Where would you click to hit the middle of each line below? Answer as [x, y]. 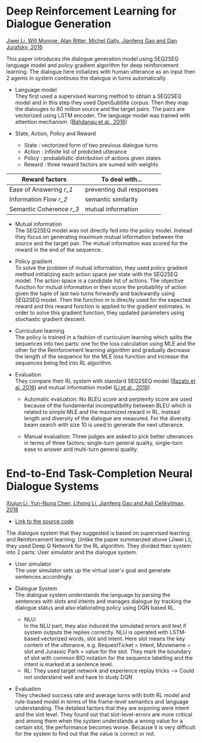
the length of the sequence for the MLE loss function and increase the [102, 356]
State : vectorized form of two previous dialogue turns [91, 145]
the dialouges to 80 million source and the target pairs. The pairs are [100, 109]
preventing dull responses [122, 190]
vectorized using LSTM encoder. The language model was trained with [103, 115]
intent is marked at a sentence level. [69, 664]
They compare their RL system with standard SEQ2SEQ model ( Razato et [105, 381]
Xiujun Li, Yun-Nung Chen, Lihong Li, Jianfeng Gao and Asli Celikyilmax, [96, 503]
